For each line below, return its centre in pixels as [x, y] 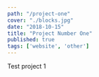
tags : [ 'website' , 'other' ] [48, 46]
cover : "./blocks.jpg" [40, 20]
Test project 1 [27, 66]
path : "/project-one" [39, 14]
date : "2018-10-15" [36, 27]
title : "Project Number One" [50, 33]
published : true [31, 40]
